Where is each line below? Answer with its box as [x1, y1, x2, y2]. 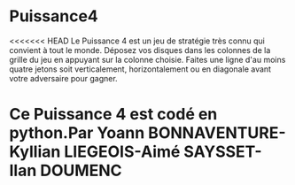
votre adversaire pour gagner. [9, 73, 118, 83]
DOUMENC [39, 161, 122, 181]
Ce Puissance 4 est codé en [9, 104, 218, 125]
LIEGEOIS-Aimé [64, 142, 181, 162]
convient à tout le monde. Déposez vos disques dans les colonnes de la [9, 44, 271, 55]
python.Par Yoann [9, 123, 145, 143]
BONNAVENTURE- [147, 123, 286, 143]
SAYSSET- [183, 142, 263, 162]
